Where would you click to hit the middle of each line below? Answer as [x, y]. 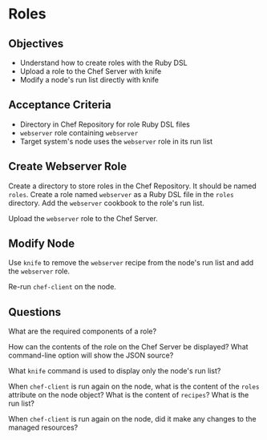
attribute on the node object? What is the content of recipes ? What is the [129, 395]
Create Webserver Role [67, 166]
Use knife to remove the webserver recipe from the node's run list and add [131, 263]
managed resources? [43, 428]
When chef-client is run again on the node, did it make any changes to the [132, 419]
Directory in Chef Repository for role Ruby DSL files [105, 124]
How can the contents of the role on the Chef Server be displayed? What [128, 347]
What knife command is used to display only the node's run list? [115, 371]
